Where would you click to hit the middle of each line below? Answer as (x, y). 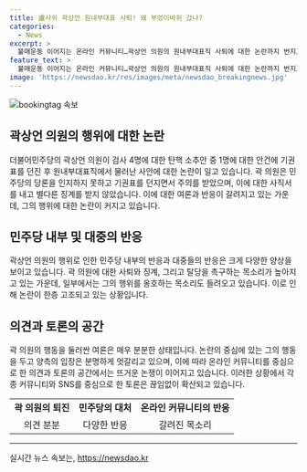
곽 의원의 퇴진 (42, 408)
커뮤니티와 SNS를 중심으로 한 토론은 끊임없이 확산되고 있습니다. (132, 384)
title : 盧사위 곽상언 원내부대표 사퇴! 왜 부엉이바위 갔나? (106, 18)
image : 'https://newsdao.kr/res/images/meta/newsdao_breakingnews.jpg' (148, 78)
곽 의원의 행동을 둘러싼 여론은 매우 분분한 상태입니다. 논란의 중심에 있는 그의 (145, 350)
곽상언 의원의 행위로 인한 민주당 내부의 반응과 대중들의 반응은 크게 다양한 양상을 (151, 260)
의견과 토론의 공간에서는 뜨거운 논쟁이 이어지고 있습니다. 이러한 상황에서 (157, 373)
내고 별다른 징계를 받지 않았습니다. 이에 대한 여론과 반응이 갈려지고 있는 (145, 194)
